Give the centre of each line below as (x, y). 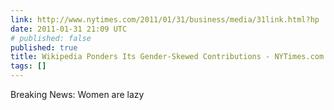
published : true (44, 47)
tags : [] (28, 66)
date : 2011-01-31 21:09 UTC (69, 29)
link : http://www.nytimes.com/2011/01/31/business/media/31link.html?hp (165, 19)
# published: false (51, 38)
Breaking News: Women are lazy (77, 94)
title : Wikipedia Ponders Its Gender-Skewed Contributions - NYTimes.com (167, 57)
